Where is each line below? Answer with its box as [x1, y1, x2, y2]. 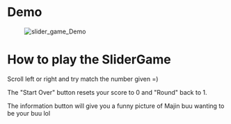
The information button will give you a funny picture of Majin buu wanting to [7, 102, 225, 110]
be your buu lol [7, 109, 51, 117]
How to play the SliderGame [7, 52, 172, 68]
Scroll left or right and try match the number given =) [7, 75, 159, 83]
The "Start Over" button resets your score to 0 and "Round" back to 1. [7, 88, 207, 96]
